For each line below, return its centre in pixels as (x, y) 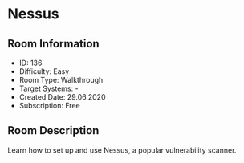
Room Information (53, 44)
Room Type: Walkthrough (61, 80)
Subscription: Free (50, 106)
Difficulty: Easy (44, 71)
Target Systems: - (49, 88)
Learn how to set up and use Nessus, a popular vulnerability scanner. (122, 150)
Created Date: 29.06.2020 (62, 97)
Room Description (53, 130)
